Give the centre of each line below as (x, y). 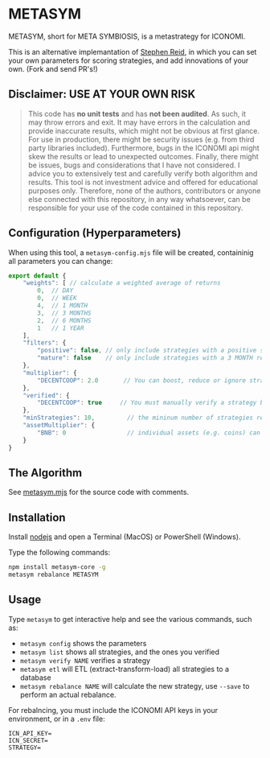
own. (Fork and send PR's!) (53, 68)
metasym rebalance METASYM (53, 575)
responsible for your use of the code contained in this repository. (135, 208)
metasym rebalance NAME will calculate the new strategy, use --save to (135, 686)
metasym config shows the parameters (83, 643)
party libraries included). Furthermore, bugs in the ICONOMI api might (143, 148)
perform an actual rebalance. (68, 694)
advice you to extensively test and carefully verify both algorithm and (143, 173)
